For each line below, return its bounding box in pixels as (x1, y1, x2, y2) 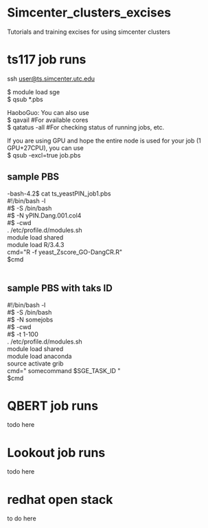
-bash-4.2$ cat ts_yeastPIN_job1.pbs (7, 189, 111, 198)
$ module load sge (7, 87, 60, 96)
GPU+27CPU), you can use (7, 143, 84, 152)
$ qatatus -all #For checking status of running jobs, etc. (7, 123, 165, 131)
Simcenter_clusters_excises (7, 5, 172, 21)
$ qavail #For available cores (7, 116, 89, 124)
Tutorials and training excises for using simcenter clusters (7, 28, 170, 36)
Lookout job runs (7, 445, 106, 461)
